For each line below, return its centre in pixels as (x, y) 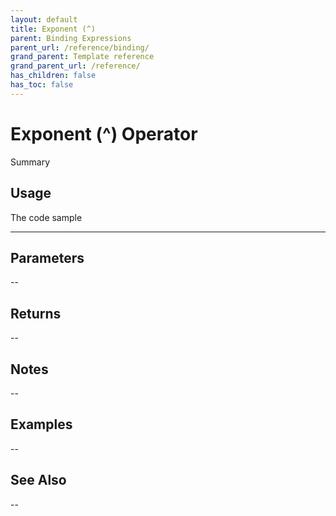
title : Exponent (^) (53, 29)
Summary (30, 162)
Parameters (47, 257)
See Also (38, 480)
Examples (41, 424)
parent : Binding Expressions (71, 38)
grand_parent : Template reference (82, 57)
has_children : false (53, 76)
